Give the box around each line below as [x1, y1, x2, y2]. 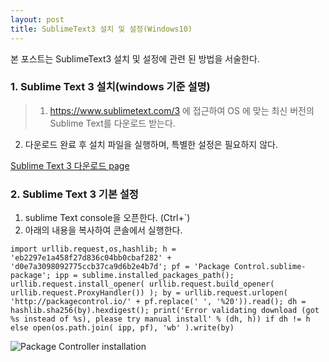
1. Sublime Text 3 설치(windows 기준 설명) [10, 80, 211, 94]
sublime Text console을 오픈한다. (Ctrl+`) [24, 212, 191, 224]
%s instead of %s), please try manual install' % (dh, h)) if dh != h [10, 314, 311, 325]
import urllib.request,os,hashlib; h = [10, 244, 177, 255]
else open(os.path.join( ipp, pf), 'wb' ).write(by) [10, 323, 235, 333]
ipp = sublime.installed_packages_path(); [54, 271, 235, 281]
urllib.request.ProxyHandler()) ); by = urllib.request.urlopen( [10, 288, 288, 298]
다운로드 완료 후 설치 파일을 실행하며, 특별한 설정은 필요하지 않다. [24, 138, 278, 150]
